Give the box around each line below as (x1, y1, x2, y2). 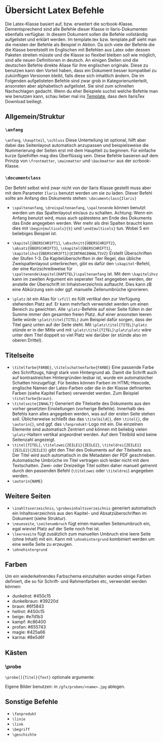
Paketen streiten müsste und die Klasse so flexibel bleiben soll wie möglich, (5, 52, 157, 58)
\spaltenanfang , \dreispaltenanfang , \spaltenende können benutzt (12, 204, 146, 210)
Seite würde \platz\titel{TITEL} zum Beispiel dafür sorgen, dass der (12, 316, 153, 322)
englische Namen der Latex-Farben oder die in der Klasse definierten (12, 385, 151, 391)
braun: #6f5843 (12, 603, 44, 609)
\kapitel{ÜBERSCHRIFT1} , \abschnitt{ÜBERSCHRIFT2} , (12, 240, 117, 246)
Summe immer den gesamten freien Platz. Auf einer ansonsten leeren (12, 311, 152, 317)
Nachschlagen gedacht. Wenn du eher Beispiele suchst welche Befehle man (5, 88, 158, 94)
